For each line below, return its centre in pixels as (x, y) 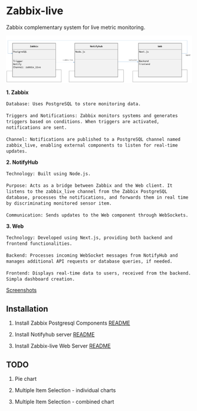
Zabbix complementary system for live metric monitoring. (76, 27)
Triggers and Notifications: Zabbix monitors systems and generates (92, 116)
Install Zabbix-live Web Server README (63, 346)
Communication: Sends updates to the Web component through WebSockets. (97, 215)
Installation (27, 309)
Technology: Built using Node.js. (49, 174)
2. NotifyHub (22, 162)
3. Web (15, 226)
